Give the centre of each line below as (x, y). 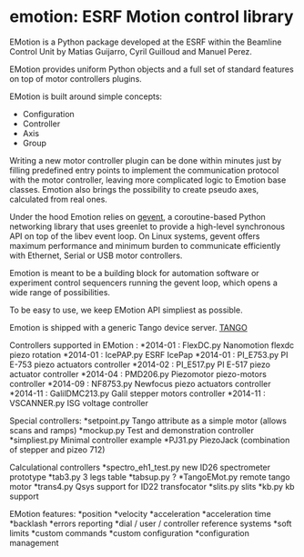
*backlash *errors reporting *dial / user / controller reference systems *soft (151, 523)
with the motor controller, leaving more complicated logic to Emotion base (148, 180)
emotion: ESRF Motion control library (152, 17)
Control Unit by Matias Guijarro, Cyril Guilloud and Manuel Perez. (131, 51)
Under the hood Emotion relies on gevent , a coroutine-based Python (137, 216)
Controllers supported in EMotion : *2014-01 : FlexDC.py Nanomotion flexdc (152, 345)
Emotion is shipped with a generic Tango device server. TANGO (128, 327)
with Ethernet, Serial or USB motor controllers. (96, 255)
